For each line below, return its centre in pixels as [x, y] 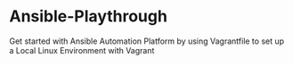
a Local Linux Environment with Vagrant [82, 50]
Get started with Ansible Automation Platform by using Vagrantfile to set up [147, 41]
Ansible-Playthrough [88, 16]
